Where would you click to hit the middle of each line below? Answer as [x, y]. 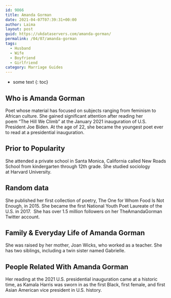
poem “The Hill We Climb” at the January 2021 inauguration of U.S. [76, 121]
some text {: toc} [31, 82]
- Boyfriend [23, 58]
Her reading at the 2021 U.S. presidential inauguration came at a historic [81, 279]
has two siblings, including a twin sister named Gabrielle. [65, 251]
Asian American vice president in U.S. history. [54, 290]
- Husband [20, 48]
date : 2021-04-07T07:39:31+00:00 [41, 20]
